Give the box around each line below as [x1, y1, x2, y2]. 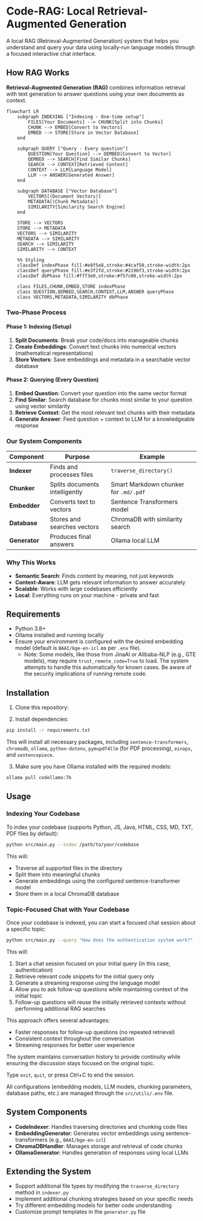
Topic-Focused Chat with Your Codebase [6, 905, 130, 914]
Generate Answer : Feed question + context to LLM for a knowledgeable [14, 415, 195, 423]
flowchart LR [6, 108, 39, 115]
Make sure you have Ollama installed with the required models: [14, 763, 172, 771]
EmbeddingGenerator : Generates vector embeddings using [14, 1129, 164, 1137]
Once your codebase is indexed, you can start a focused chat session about [6, 918, 196, 926]
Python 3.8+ [14, 625, 47, 632]
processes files [50, 470, 94, 479]
